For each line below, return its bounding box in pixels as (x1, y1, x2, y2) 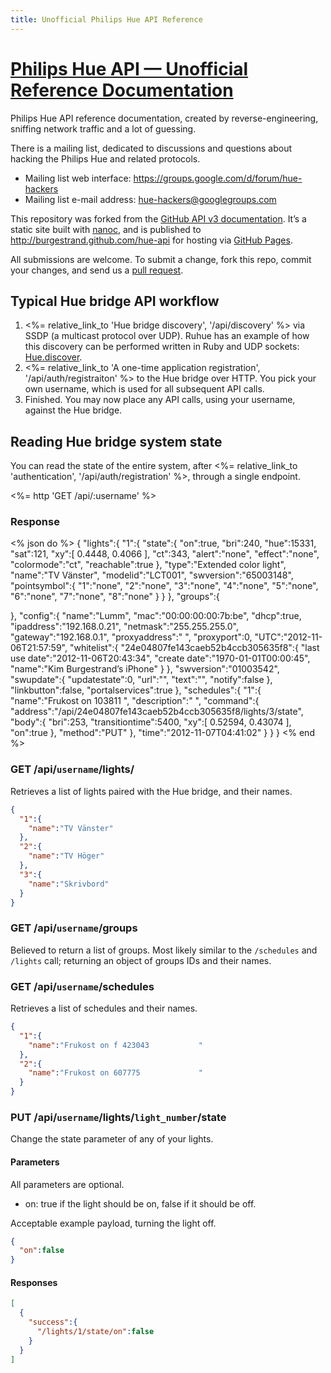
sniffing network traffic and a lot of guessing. (10, 122, 197, 135)
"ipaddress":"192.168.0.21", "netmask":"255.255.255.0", (10, 621, 240, 633)
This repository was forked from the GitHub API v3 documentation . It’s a (10, 212, 307, 225)
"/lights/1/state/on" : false (36, 1326, 155, 1336)
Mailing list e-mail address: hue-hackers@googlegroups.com (24, 193, 277, 205)
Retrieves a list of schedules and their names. (10, 1002, 198, 1014)
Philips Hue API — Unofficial (10, 57, 249, 80)
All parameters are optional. (10, 1178, 125, 1190)
